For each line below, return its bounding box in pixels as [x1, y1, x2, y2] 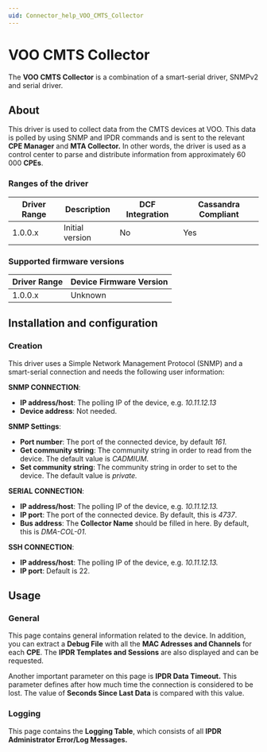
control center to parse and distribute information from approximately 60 [8, 150, 246, 160]
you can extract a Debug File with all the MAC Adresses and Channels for [8, 639, 253, 649]
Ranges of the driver [8, 178, 89, 189]
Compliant [198, 208, 240, 219]
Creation [8, 341, 43, 352]
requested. [8, 656, 44, 665]
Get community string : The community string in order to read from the [19, 445, 252, 455]
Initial [63, 222, 84, 233]
